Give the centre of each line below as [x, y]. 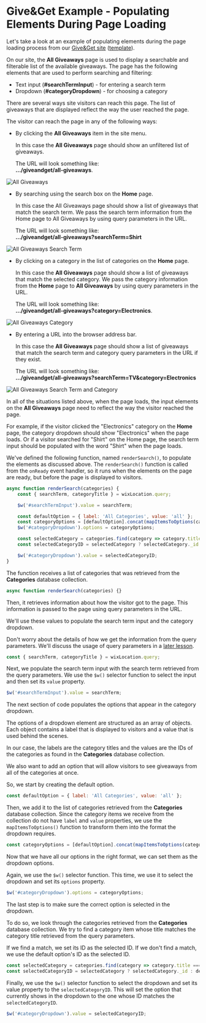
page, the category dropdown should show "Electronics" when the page [97, 433]
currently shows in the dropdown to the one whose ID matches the [90, 996]
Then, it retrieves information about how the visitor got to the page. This [97, 603]
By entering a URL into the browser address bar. [76, 334]
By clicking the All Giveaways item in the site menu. [81, 133]
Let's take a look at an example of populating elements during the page [96, 41]
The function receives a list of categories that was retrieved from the [93, 573]
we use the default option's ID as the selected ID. [68, 954]
